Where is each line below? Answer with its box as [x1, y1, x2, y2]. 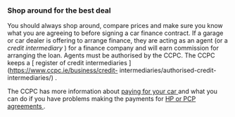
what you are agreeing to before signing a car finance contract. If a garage [7, 29, 224, 37]
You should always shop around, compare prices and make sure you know [7, 22, 223, 30]
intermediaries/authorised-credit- [119, 66, 217, 75]
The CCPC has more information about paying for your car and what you [7, 87, 218, 96]
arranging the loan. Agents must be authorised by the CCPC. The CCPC [7, 51, 216, 60]
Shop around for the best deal [7, 6, 111, 15]
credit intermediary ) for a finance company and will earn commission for [7, 44, 220, 53]
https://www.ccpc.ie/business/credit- [9, 66, 118, 75]
